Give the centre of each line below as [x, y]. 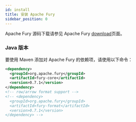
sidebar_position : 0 [27, 19]
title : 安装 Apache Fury [30, 14]
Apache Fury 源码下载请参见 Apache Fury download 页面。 [65, 34]
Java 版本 [17, 48]
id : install [17, 10]
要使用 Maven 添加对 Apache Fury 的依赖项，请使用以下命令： [69, 60]
